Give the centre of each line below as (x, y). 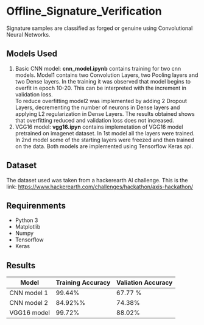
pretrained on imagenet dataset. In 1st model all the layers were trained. (105, 133)
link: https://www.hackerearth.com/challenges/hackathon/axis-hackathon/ (100, 187)
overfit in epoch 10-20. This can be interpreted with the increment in (101, 88)
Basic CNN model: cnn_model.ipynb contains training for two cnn (98, 68)
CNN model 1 (29, 293)
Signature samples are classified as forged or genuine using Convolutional (100, 28)
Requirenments (36, 205)
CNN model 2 (29, 303)
